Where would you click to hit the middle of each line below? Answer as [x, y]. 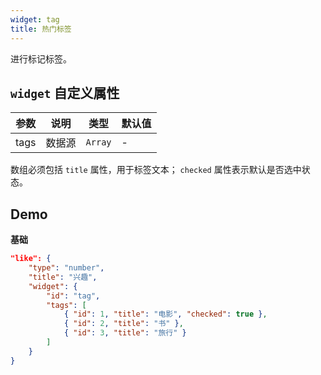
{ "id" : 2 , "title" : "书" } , [123, 324]
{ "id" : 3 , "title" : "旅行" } [125, 333]
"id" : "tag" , [73, 296]
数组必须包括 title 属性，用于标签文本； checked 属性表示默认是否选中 [156, 170]
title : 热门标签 [41, 29]
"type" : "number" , [66, 268]
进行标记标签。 [41, 58]
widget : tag [35, 19]
